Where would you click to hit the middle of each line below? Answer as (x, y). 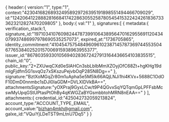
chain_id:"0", (18, 60)
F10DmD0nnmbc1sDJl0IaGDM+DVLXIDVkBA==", (56, 82)
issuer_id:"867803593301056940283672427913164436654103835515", (80, 55)
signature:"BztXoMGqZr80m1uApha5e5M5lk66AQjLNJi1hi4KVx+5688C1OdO (85, 77)
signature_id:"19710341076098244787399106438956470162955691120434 (84, 34)
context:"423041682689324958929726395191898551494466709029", (79, 13)
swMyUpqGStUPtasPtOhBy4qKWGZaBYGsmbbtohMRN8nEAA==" (74, 93)
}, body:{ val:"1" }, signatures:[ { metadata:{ (104, 23)
